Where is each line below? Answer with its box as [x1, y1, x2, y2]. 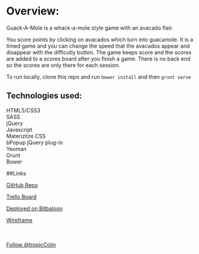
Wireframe [6, 216, 33, 224]
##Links [6, 170, 27, 177]
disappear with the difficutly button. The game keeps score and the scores [6, 48, 192, 56]
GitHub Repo [6, 181, 38, 188]
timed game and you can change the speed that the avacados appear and [6, 42, 190, 49]
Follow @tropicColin [6, 241, 56, 248]
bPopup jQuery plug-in [6, 139, 63, 146]
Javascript [6, 125, 33, 133]
